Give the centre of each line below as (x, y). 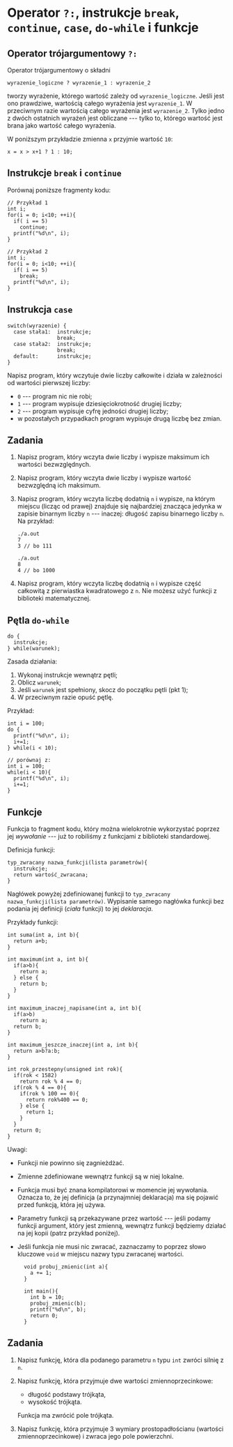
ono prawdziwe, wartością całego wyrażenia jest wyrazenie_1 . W (100, 103)
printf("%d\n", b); (58, 1310)
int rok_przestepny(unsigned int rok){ (65, 1070)
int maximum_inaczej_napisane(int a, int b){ (74, 1009)
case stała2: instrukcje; (53, 344)
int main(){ (41, 1291)
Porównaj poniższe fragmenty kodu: (59, 190)
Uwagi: (17, 1150)
